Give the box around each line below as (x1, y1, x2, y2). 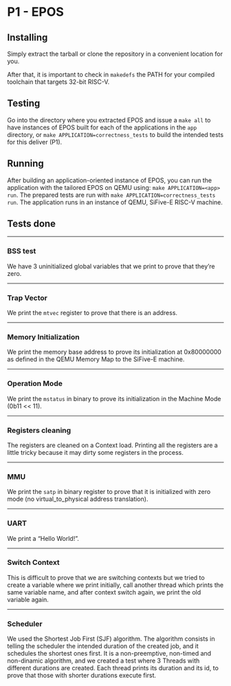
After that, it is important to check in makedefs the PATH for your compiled (7, 70, 215, 78)
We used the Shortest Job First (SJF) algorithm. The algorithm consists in (7, 634, 215, 643)
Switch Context (7, 558, 60, 568)
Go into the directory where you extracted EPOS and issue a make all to (7, 116, 211, 124)
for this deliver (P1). (7, 138, 63, 146)
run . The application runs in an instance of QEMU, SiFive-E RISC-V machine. (7, 197, 223, 206)
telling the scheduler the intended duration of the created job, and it (7, 642, 199, 650)
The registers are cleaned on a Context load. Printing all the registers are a (7, 441, 218, 449)
